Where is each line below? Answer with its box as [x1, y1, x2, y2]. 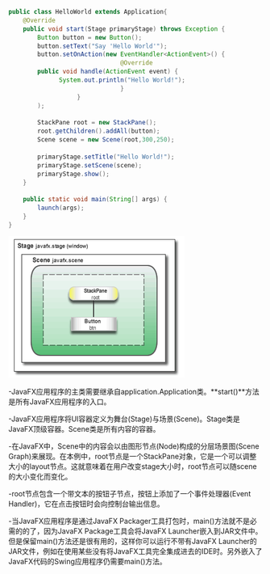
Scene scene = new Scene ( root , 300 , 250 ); [37, 136, 175, 144]
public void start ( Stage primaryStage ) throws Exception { [23, 24, 226, 33]
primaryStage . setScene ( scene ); [37, 161, 143, 169]
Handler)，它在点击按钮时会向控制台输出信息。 [8, 499, 165, 509]
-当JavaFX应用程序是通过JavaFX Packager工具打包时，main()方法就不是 [8, 516, 250, 525]
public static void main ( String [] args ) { [23, 196, 168, 204]
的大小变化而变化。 [8, 471, 73, 481]
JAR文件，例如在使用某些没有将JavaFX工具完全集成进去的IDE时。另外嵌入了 [8, 546, 263, 556]
